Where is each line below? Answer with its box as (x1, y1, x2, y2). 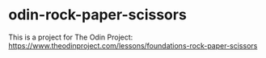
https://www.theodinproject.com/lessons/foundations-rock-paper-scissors (8, 40, 258, 50)
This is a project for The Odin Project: (8, 32, 133, 42)
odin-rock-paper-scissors (8, 6, 188, 24)
